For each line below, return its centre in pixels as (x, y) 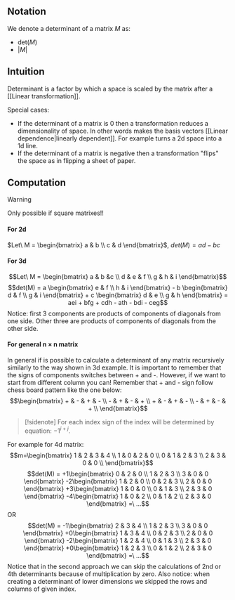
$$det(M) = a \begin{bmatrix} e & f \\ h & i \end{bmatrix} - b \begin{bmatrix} (118, 287)
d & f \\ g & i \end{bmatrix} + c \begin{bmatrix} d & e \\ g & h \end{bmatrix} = (118, 295)
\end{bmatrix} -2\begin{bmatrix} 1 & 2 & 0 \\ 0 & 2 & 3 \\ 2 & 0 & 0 (118, 481)
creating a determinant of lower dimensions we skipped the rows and (107, 581)
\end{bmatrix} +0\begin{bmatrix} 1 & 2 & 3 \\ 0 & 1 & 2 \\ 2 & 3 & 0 (118, 548)
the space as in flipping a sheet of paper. (76, 160)
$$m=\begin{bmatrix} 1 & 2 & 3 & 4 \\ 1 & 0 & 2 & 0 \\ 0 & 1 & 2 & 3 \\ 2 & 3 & (118, 455)
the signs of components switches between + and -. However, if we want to (117, 375)
